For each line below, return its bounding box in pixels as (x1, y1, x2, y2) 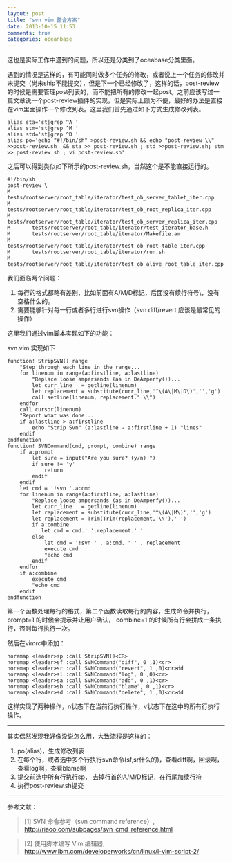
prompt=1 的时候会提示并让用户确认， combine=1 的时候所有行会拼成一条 (7, 616, 216, 624)
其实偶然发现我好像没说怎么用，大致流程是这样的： (7, 732, 153, 741)
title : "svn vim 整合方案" (7, 17, 81, 24)
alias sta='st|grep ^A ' (7, 119, 79, 126)
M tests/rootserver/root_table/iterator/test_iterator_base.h (7, 224, 209, 232)
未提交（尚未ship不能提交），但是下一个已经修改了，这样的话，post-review (7, 79, 220, 87)
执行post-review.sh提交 (17, 782, 84, 790)
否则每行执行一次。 (19, 625, 74, 633)
